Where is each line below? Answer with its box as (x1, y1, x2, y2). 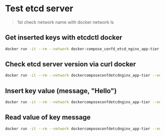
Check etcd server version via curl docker (5, 60, 136, 69)
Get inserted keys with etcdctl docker (5, 33, 123, 42)
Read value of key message (5, 113, 91, 122)
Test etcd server (5, 3, 74, 14)
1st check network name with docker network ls (17, 19, 114, 25)
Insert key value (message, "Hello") (5, 86, 117, 95)
